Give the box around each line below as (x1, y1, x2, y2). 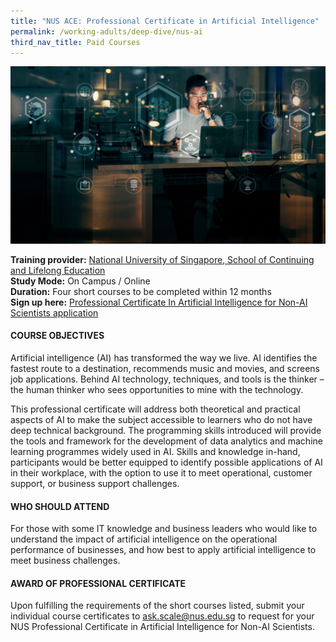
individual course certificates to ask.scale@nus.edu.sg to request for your (10, 610, 315, 622)
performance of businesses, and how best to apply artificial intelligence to (10, 544, 317, 556)
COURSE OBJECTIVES (10, 330, 105, 342)
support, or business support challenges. (10, 478, 180, 490)
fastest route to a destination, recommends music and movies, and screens (10, 363, 320, 375)
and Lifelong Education (10, 264, 106, 276)
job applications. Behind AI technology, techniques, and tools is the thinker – (10, 373, 325, 385)
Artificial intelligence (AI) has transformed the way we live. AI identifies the (10, 352, 318, 364)
